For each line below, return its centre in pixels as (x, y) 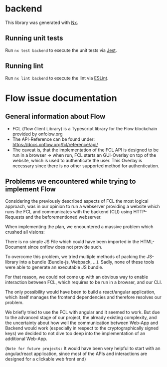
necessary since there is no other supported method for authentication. (86, 166)
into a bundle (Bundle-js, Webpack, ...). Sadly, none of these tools (87, 262)
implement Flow (31, 189)
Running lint (24, 66)
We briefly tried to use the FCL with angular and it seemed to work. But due (83, 312)
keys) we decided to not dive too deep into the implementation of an (75, 334)
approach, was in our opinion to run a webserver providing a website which (83, 206)
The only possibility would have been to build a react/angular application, (80, 292)
